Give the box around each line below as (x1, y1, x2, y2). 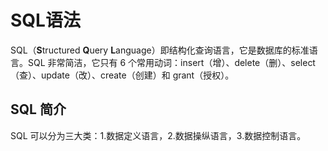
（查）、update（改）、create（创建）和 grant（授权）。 (10, 69, 235, 81)
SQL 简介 (10, 101, 67, 118)
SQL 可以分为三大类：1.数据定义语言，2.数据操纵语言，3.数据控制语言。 (10, 129, 307, 141)
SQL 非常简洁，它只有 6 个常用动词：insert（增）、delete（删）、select (27, 56, 316, 68)
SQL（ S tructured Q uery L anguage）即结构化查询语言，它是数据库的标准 (10, 44, 310, 56)
